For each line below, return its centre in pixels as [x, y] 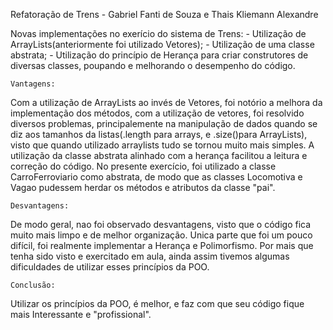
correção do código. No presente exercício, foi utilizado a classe [143, 166]
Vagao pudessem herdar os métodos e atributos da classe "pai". [143, 187]
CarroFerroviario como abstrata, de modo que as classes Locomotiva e [156, 177]
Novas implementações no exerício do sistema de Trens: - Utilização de [158, 33]
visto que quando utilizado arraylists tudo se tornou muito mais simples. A [162, 145]
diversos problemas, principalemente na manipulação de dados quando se [164, 123]
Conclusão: [33, 285]
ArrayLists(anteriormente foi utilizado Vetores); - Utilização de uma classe [162, 44]
